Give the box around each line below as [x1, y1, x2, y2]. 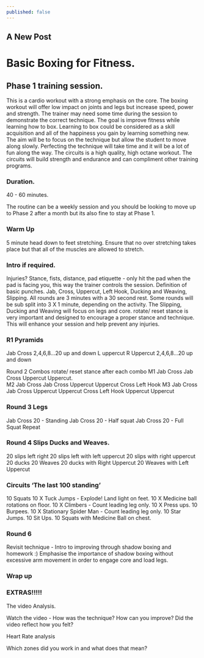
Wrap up [6, 572, 32, 580]
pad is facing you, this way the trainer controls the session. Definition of [6, 281, 188, 288]
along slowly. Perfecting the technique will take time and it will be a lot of [6, 142, 189, 150]
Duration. [6, 177, 35, 186]
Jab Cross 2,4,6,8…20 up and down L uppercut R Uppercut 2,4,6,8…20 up [6, 350, 194, 357]
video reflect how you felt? [6, 621, 74, 628]
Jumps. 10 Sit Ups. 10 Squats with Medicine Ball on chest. [6, 515, 151, 522]
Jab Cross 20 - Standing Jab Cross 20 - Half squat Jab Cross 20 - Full [6, 416, 184, 424]
